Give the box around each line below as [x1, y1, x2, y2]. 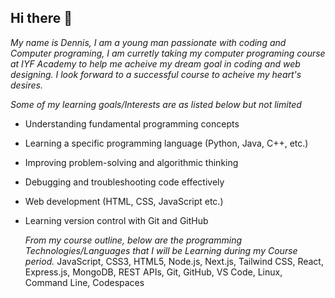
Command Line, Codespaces [24, 276, 145, 288]
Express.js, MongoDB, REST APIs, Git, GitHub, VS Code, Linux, [24, 266, 283, 278]
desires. [10, 79, 43, 91]
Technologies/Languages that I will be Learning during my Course [24, 244, 298, 256]
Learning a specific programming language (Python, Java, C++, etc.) [24, 137, 309, 149]
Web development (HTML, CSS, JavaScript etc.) [24, 195, 224, 207]
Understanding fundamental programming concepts [24, 117, 240, 130]
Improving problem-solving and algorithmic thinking [24, 156, 239, 168]
